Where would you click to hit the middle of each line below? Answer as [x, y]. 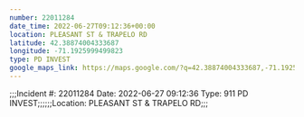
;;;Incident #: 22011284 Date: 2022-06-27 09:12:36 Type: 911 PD [129, 93]
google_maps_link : [44, 68]
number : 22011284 [42, 18]
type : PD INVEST [40, 59]
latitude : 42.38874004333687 [64, 43]
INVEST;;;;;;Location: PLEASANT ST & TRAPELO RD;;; [109, 103]
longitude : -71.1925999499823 [66, 51]
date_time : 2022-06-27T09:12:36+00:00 [82, 26]
